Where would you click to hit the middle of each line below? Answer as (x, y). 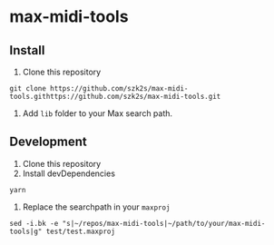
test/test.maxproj (81, 231)
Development (49, 142)
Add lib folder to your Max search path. (98, 113)
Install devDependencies (69, 173)
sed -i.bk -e (34, 223)
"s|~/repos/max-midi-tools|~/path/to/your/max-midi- (164, 223)
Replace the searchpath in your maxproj (96, 207)
